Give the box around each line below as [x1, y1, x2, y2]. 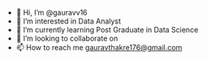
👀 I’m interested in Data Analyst [15, 16, 122, 26]
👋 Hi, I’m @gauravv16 [15, 8, 88, 17]
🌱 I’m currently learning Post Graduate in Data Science [15, 25, 199, 34]
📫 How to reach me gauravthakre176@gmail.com [15, 43, 183, 52]
